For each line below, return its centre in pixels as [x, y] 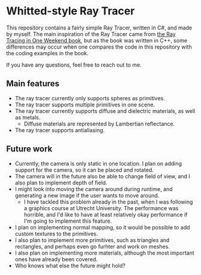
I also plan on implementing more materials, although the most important [105, 253]
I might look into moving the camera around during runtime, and [94, 189]
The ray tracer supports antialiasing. [60, 130]
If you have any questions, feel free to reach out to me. [74, 65]
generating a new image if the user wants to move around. [87, 195]
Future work [29, 149]
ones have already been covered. [56, 259]
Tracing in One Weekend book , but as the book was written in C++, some [97, 40]
